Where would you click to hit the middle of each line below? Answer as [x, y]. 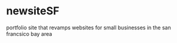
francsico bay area [29, 33]
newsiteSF [33, 11]
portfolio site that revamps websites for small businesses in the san [88, 27]
